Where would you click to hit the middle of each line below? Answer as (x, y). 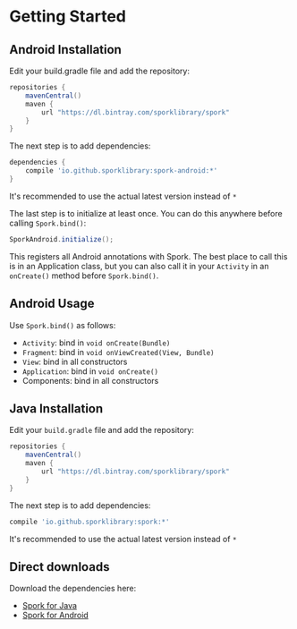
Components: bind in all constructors (90, 380)
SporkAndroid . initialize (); (62, 239)
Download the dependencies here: (73, 589)
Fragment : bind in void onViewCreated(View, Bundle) (118, 352)
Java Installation (56, 408)
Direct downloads (59, 567)
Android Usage (52, 304)
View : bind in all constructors (75, 361)
